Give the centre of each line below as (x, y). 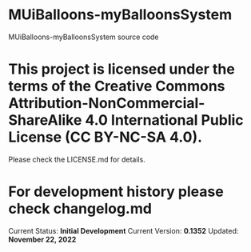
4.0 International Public (164, 120)
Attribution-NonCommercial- (107, 104)
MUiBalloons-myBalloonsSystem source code (84, 37)
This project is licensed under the (122, 69)
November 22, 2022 (42, 239)
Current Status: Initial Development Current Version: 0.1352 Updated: (124, 230)
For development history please (116, 192)
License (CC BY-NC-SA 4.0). (105, 137)
